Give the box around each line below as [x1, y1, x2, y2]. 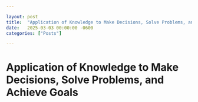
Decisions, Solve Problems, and [6, 73, 164, 87]
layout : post [6, 14, 38, 19]
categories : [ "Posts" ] [6, 30, 62, 36]
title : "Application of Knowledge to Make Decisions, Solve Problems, [6, 19, 186, 25]
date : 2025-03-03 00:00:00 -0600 [6, 25, 94, 31]
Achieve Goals [6, 86, 78, 99]
